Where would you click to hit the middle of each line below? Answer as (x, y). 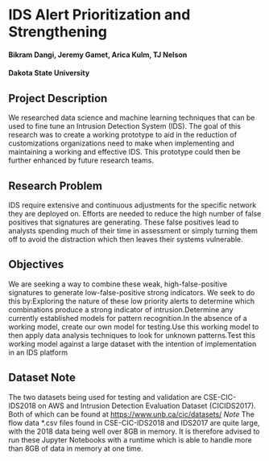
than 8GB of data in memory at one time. (76, 448)
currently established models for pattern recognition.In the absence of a (128, 318)
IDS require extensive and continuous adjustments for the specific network (132, 205)
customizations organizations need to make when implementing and (122, 143)
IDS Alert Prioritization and (99, 15)
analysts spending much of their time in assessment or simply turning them (133, 230)
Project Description (58, 98)
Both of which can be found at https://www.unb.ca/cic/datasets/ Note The (132, 414)
